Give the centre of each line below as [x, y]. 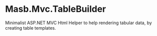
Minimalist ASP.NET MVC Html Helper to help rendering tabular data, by [79, 23]
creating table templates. [31, 28]
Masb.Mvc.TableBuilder [56, 9]
